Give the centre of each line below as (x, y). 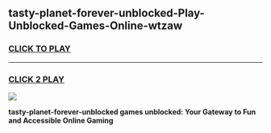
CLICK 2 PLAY (36, 79)
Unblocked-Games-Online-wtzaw (96, 26)
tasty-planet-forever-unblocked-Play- (107, 13)
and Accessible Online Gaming (61, 120)
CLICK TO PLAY (40, 49)
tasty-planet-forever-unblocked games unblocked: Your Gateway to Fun (132, 111)
